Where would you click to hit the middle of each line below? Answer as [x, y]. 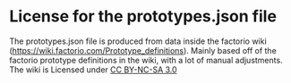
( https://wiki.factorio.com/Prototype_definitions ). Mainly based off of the [143, 50]
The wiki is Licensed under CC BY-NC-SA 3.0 [93, 70]
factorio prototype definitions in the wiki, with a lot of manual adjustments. [146, 60]
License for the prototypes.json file [143, 17]
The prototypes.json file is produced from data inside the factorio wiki [138, 41]
